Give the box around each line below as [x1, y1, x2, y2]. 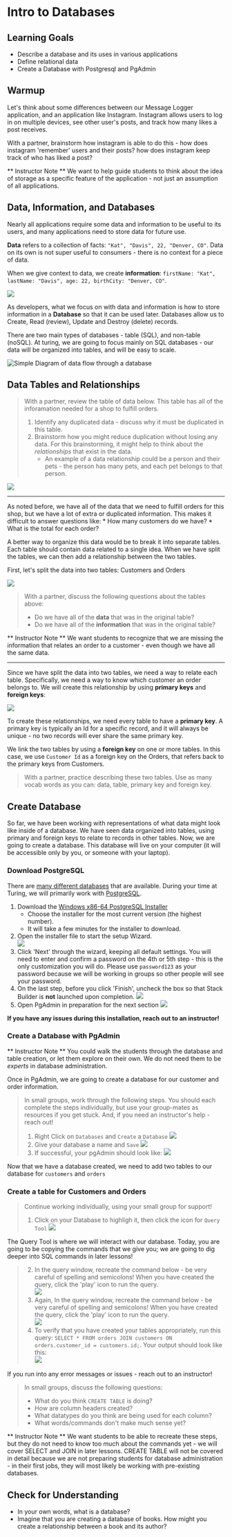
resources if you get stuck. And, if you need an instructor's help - [23, 1111, 211, 1119]
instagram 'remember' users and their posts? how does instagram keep [7, 146, 211, 154]
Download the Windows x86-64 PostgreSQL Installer [17, 902, 168, 910]
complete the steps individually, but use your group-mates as [23, 1103, 199, 1111]
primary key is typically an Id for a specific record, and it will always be [7, 724, 209, 732]
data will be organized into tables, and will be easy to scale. [7, 345, 177, 354]
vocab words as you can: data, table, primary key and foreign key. [23, 780, 212, 789]
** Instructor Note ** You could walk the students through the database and [7, 1047, 223, 1055]
